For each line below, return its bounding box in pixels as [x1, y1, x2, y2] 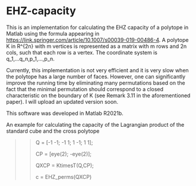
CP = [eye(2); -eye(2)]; [35, 150, 92, 158]
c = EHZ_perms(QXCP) [35, 173, 92, 180]
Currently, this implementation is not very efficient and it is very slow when [6, 66, 189, 73]
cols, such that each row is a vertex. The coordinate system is [6, 49, 157, 56]
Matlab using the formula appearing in [6, 30, 100, 37]
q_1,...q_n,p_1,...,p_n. [6, 55, 55, 62]
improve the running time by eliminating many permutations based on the [6, 79, 185, 86]
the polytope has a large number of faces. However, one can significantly [6, 73, 186, 80]
